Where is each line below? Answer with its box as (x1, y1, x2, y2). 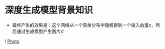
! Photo (5, 38, 20, 44)
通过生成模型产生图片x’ (16, 28, 65, 34)
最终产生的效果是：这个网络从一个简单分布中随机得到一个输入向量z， (12, 22, 156, 28)
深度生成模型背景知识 (5, 4, 94, 16)
